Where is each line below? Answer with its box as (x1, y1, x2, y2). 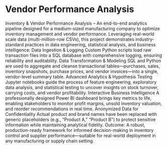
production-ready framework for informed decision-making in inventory (5, 127, 154, 133)
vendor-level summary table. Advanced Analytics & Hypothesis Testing (5, 73, 152, 80)
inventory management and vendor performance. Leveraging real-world (5, 31, 154, 37)
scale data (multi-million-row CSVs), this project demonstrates (5, 36, 135, 42)
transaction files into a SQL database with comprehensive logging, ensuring (5, 52, 162, 58)
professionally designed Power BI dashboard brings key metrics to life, (5, 95, 152, 101)
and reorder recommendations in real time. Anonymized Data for (5, 106, 139, 112)
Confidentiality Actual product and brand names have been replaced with (5, 111, 157, 117)
